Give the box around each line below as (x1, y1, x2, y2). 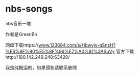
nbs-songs (5, 3, 53, 15)
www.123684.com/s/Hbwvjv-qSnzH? (38, 42, 116, 48)
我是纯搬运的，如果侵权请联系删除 (5, 64, 77, 70)
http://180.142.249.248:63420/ (5, 54, 70, 60)
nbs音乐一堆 (5, 20, 32, 26)
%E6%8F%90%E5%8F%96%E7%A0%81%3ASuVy (5, 48, 115, 54)
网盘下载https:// (5, 42, 39, 48)
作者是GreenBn (5, 31, 37, 37)
